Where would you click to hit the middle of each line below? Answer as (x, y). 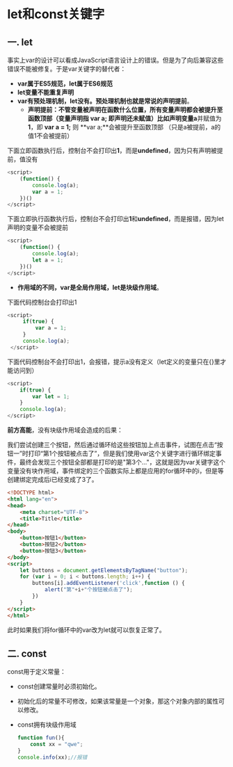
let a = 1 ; (48, 260)
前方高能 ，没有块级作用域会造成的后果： (65, 430)
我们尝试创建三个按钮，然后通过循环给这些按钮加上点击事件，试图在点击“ (112, 445)
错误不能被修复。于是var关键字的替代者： (67, 69)
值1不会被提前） (50, 136)
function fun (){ (41, 738)
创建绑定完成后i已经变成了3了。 (53, 479)
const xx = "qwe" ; (57, 745)
